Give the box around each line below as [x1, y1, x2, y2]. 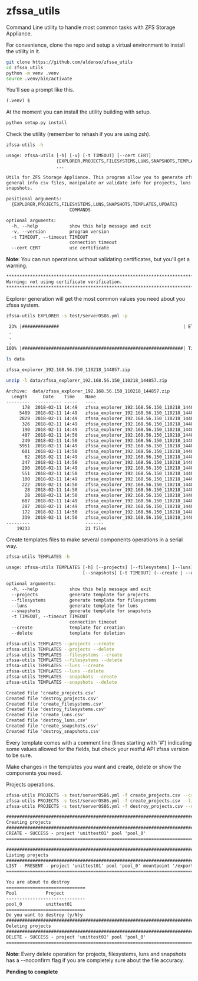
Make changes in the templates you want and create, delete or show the [6, 763, 181, 770]
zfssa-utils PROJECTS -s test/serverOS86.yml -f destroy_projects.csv [6, 803, 183, 809]
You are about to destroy [6, 879, 70, 885]
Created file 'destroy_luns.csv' [6, 717, 88, 723]
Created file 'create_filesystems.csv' [6, 701, 104, 707]
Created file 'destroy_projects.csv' [6, 696, 99, 701]
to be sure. [6, 752, 32, 759]
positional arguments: [6, 196, 62, 202]
